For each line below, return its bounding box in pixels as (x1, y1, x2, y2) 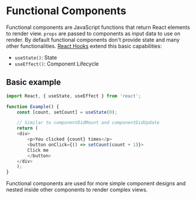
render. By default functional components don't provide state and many (6, 36, 180, 43)
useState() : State (14, 54, 57, 61)
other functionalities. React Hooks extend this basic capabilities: (6, 43, 162, 50)
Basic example (6, 77, 61, 87)
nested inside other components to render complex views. (6, 186, 148, 193)
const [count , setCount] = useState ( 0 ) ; (17, 109, 117, 115)
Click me (27, 147, 49, 153)
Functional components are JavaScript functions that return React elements (6, 24, 190, 31)
